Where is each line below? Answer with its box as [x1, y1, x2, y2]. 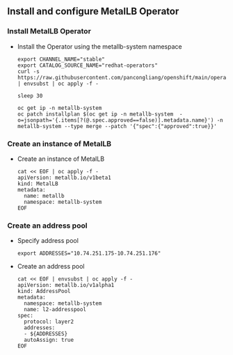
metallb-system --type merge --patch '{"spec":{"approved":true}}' [17, 123, 217, 129]
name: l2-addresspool [24, 306, 87, 313]
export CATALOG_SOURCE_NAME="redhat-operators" [17, 62, 158, 69]
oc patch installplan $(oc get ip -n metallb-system [17, 111, 174, 118]
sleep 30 [17, 92, 43, 100]
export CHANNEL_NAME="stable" [17, 56, 106, 63]
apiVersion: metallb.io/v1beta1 [17, 174, 111, 181]
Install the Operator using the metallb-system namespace [17, 42, 182, 51]
